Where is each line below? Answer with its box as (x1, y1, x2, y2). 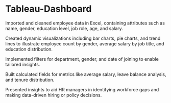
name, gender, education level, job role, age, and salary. (5, 25, 124, 31)
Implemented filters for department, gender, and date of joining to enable (5, 56, 159, 62)
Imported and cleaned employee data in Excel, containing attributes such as (5, 20, 165, 26)
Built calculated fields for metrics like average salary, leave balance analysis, (5, 71, 166, 77)
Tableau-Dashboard (5, 3, 92, 15)
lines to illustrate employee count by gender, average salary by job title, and (5, 40, 164, 46)
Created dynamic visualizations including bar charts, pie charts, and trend (5, 35, 161, 41)
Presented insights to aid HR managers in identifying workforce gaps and (5, 86, 159, 92)
